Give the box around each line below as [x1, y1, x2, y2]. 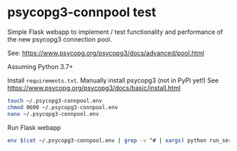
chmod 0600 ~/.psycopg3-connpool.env [7, 104, 119, 111]
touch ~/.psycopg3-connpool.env [7, 97, 102, 104]
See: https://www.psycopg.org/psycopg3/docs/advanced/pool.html [7, 49, 205, 57]
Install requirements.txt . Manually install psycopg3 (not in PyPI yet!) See [7, 75, 219, 85]
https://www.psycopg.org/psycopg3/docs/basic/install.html [7, 83, 181, 92]
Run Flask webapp [7, 123, 61, 131]
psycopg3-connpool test [7, 4, 157, 20]
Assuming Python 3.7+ [7, 62, 73, 71]
